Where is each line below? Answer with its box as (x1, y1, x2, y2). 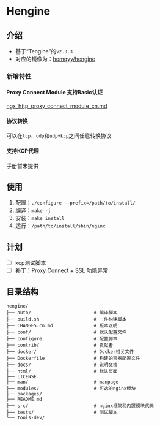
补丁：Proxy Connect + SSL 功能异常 (15, 267, 109, 274)
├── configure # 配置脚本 (6, 336, 118, 342)
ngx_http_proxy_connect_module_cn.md (6, 102, 107, 110)
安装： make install (15, 215, 65, 222)
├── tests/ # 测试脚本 (6, 409, 118, 416)
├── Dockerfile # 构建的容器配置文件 (6, 356, 140, 362)
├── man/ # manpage (6, 379, 119, 386)
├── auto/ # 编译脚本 (6, 310, 118, 316)
